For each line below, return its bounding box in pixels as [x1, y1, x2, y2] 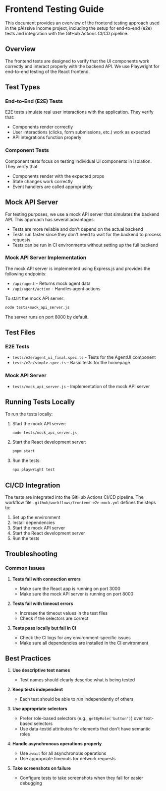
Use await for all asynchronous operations [19, 750, 107, 756]
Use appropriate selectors [12, 706, 68, 712]
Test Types [5, 83, 41, 91]
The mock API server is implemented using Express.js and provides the [5, 265, 151, 271]
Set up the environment [12, 514, 60, 520]
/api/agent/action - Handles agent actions [12, 285, 101, 291]
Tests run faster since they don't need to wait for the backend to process [12, 231, 162, 237]
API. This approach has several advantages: [5, 216, 95, 222]
